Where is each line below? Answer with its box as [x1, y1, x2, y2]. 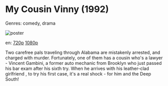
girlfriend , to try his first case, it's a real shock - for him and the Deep [5, 70, 151, 76]
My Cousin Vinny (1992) [5, 4, 109, 15]
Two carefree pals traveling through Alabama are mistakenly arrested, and [5, 49, 160, 55]
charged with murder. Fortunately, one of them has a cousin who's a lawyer [5, 54, 163, 61]
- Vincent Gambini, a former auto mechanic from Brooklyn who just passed [5, 60, 162, 66]
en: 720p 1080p [5, 39, 38, 46]
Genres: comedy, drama [5, 20, 56, 26]
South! [5, 76, 19, 82]
